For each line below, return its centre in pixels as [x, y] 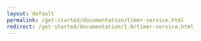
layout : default [30, 14]
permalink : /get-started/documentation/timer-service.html [96, 20]
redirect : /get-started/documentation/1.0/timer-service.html [100, 26]
